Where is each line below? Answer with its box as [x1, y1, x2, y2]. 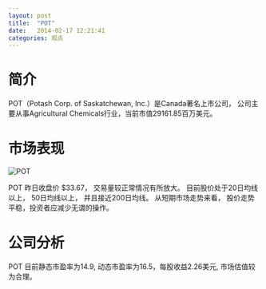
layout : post [8, 11, 52, 20]
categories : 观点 [8, 34, 64, 42]
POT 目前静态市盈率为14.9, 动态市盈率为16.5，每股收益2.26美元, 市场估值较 [8, 262, 256, 271]
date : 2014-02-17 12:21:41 [8, 26, 105, 34]
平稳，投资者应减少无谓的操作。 [8, 203, 113, 212]
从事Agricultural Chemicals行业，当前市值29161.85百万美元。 [14, 109, 217, 118]
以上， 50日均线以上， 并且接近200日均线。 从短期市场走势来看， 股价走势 [8, 193, 256, 203]
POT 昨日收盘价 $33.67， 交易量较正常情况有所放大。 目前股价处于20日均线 [8, 183, 258, 192]
